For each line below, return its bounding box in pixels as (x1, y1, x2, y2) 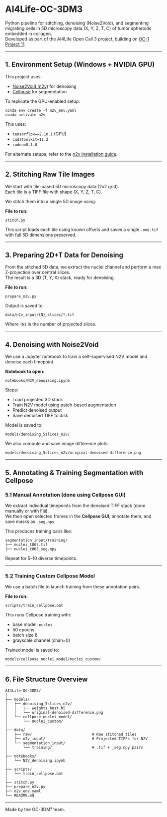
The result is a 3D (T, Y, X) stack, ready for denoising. (5, 274, 115, 280)
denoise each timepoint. (5, 359, 55, 365)
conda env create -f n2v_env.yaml (5, 108, 77, 113)
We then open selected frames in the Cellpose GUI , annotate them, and (5, 513, 152, 519)
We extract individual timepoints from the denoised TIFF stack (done (5, 503, 146, 509)
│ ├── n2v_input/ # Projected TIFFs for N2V (5, 736, 148, 741)
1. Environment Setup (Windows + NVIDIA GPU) (5, 60, 155, 69)
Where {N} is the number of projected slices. (5, 321, 97, 327)
